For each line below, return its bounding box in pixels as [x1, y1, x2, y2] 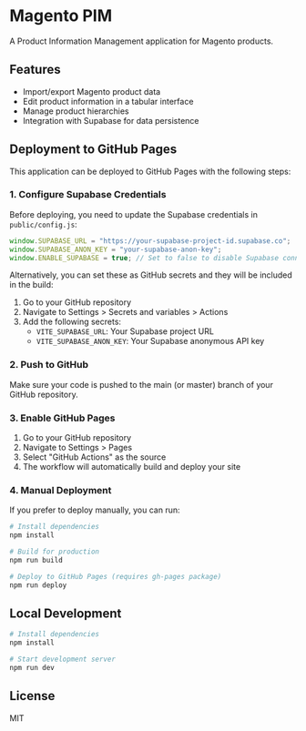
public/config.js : [9, 218, 77, 229]
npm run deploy [9, 580, 67, 590]
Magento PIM [9, 5, 113, 26]
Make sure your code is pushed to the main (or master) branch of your [9, 379, 273, 390]
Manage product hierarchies [22, 106, 129, 117]
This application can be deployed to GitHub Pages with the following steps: [9, 166, 291, 177]
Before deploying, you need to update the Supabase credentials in [9, 208, 258, 219]
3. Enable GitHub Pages [9, 411, 116, 424]
